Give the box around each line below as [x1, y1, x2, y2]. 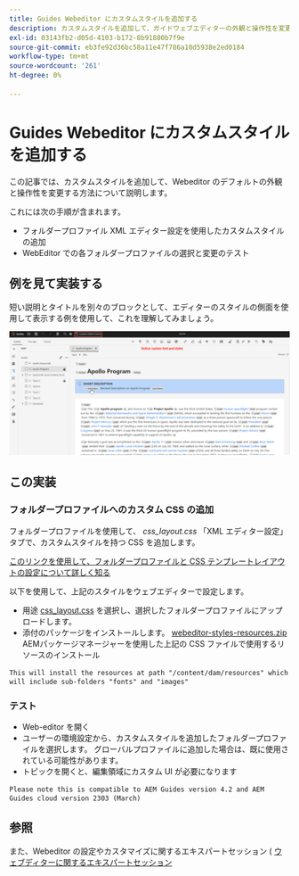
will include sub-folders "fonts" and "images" [9, 677, 190, 686]
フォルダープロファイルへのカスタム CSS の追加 [9, 504, 214, 517]
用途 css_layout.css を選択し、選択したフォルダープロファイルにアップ [21, 605, 283, 616]
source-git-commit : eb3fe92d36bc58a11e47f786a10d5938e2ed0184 [9, 43, 245, 52]
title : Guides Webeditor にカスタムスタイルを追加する [9, 14, 198, 23]
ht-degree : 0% [9, 71, 62, 80]
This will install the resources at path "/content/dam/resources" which [9, 668, 289, 677]
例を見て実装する [9, 277, 103, 292]
